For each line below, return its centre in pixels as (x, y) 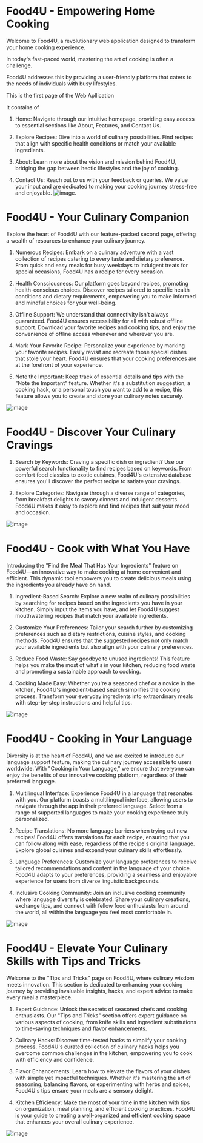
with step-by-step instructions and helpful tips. (73, 702)
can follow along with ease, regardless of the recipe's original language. (105, 843)
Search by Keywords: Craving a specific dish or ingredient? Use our (100, 461)
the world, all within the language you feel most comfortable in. (94, 912)
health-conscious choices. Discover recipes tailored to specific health (102, 290)
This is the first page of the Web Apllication (60, 95)
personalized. (32, 819)
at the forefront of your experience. (59, 364)
